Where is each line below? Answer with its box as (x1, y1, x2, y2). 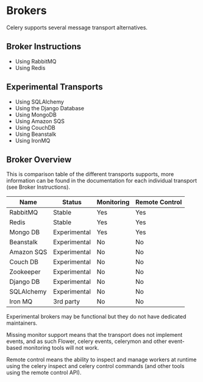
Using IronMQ (15, 136, 51, 144)
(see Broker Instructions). (6, 183, 70, 191)
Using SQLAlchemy (15, 98, 64, 105)
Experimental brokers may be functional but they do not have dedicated (6, 313, 187, 320)
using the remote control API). (6, 369, 82, 377)
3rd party (52, 297, 80, 306)
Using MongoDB (15, 111, 57, 118)
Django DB (9, 278, 40, 286)
